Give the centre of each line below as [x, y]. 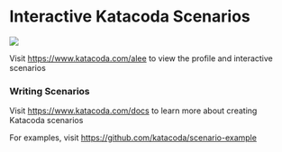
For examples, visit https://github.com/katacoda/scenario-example [133, 138]
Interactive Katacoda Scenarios [130, 17]
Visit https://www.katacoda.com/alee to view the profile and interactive [141, 58]
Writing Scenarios [50, 91]
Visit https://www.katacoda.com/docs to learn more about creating [133, 111]
